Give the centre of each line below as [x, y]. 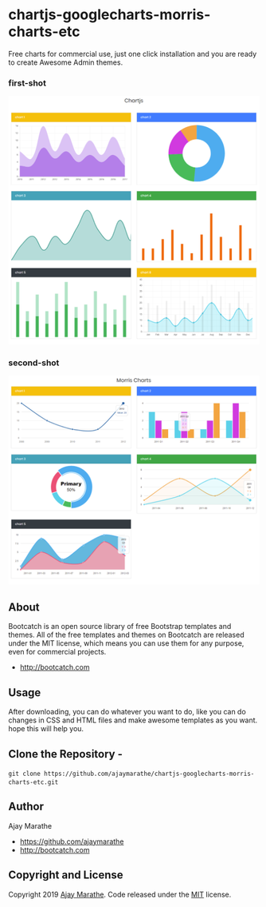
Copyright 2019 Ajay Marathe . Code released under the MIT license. [120, 894]
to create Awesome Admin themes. [66, 62]
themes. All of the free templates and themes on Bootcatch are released [126, 635]
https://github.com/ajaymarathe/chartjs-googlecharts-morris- [149, 774]
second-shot [34, 363]
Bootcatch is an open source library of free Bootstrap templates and [120, 627]
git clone [25, 774]
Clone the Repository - [66, 754]
